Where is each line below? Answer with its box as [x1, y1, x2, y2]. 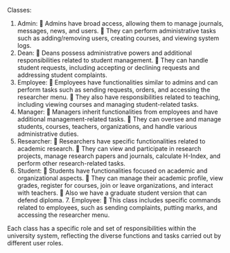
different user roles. [7, 239, 64, 247]
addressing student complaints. [17, 71, 107, 79]
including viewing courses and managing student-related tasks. [17, 101, 199, 108]
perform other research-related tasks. [17, 159, 126, 167]
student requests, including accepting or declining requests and [17, 64, 200, 71]
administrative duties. [17, 130, 79, 138]
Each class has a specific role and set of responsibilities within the [7, 225, 197, 232]
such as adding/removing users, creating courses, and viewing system [17, 34, 220, 42]
